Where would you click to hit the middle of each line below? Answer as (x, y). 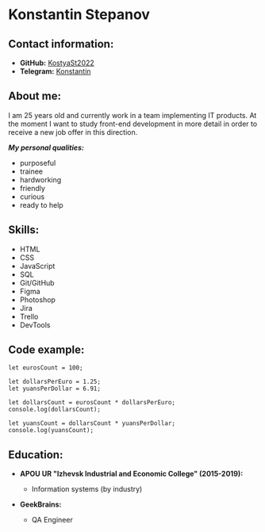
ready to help (41, 205)
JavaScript (37, 266)
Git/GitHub (37, 282)
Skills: (24, 230)
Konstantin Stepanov (79, 15)
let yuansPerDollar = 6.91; (55, 389)
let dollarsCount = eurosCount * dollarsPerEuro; (92, 403)
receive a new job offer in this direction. (73, 132)
